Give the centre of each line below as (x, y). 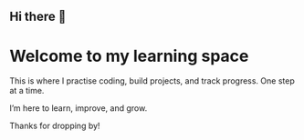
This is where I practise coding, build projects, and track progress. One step (152, 81)
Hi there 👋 (38, 17)
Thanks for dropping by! (55, 126)
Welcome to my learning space (129, 56)
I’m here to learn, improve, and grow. (79, 108)
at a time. (27, 91)
